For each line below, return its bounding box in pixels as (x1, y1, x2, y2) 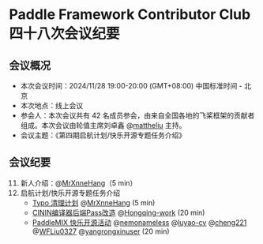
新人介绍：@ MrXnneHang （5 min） (20, 178, 137, 187)
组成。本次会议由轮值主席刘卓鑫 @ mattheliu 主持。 (20, 121, 186, 130)
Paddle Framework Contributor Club (9, 6, 251, 24)
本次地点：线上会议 (20, 101, 84, 110)
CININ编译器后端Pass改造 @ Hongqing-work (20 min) (32, 208, 205, 217)
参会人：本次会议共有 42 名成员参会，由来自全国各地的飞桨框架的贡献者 (20, 111, 255, 120)
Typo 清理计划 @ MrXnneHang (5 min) (32, 197, 156, 207)
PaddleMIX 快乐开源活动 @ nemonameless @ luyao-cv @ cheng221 (32, 217, 247, 227)
